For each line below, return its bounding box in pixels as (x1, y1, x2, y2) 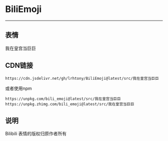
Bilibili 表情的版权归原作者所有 (5, 130, 67, 136)
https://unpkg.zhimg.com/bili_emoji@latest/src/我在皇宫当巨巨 (5, 101, 134, 106)
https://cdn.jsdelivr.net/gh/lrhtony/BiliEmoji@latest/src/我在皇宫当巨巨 (5, 76, 159, 81)
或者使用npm (5, 85, 32, 91)
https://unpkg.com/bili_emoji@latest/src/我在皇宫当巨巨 (5, 96, 121, 101)
